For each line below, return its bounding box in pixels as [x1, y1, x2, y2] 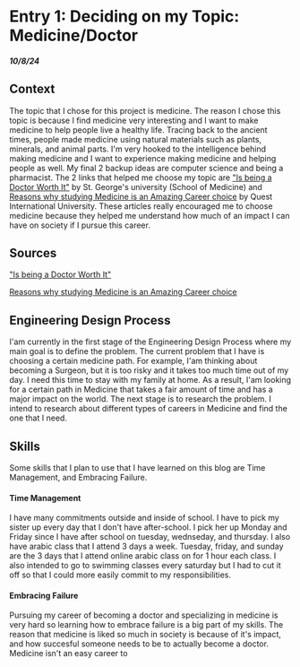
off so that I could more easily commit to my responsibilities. [9, 569, 231, 580]
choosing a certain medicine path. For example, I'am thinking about [9, 356, 258, 367]
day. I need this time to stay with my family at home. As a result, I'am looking [9, 375, 292, 385]
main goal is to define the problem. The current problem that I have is [9, 346, 265, 357]
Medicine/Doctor [9, 25, 139, 46]
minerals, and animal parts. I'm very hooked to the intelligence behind [9, 143, 267, 154]
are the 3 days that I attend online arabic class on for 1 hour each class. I [9, 550, 277, 561]
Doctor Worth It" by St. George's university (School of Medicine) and [9, 181, 262, 192]
